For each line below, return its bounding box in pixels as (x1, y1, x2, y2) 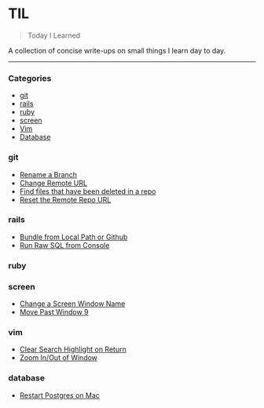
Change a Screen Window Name (19, 299, 126, 308)
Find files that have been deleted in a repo (19, 186, 156, 196)
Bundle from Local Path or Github (19, 232, 128, 242)
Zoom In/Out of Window (19, 353, 98, 362)
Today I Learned (27, 31, 81, 40)
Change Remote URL (19, 178, 88, 188)
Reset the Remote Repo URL (19, 195, 112, 204)
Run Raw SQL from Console (19, 240, 110, 250)
